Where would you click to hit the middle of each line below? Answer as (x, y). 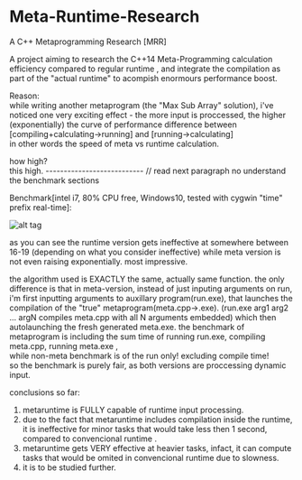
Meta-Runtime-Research (105, 17)
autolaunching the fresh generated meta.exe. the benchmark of (127, 327)
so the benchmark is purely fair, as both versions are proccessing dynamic (148, 365)
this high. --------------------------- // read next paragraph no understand (148, 171)
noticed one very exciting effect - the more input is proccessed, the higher (148, 115)
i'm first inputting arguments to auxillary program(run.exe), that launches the (151, 298)
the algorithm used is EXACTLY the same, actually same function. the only (147, 279)
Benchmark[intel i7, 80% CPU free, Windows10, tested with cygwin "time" (146, 198)
